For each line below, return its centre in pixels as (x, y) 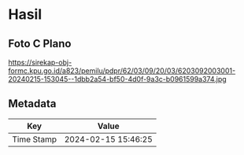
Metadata (32, 104)
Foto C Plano (40, 44)
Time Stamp (35, 139)
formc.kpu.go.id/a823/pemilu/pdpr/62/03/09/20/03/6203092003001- (122, 71)
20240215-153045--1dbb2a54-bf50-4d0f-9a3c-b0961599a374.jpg (117, 79)
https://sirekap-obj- (40, 62)
